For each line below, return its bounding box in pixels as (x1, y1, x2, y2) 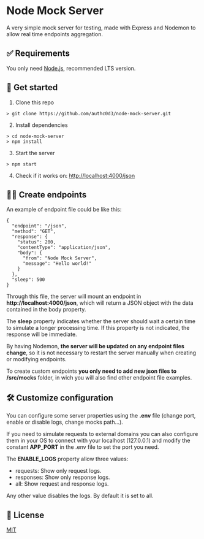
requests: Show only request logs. (15, 467, 102, 475)
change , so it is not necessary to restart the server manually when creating (6, 349, 197, 356)
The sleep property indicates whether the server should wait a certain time (6, 318, 196, 325)
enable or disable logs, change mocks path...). (6, 418, 124, 426)
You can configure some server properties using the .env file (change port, (6, 412, 196, 419)
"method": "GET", (12, 228, 56, 235)
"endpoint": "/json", (12, 223, 67, 229)
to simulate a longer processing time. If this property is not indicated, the (6, 324, 190, 332)
